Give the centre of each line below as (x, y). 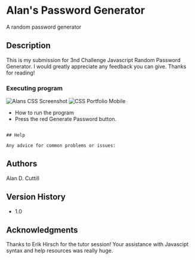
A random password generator (44, 27)
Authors (22, 164)
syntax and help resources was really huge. (60, 250)
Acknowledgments (42, 230)
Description (28, 46)
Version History (36, 197)
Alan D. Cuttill (23, 178)
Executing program (35, 88)
